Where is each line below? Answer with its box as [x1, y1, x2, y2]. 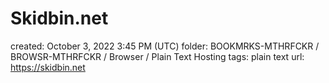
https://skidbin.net [10, 61, 86, 73]
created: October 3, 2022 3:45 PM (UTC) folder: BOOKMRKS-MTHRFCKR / [10, 40, 320, 52]
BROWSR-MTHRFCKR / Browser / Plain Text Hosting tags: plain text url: [10, 50, 305, 62]
